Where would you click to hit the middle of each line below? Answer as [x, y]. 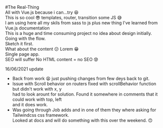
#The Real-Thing [22, 7]
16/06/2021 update [24, 69]
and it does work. [30, 105]
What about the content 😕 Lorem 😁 [42, 49]
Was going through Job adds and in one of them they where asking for [84, 110]
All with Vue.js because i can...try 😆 [42, 12]
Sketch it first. [19, 44]
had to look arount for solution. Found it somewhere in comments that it [85, 94]
